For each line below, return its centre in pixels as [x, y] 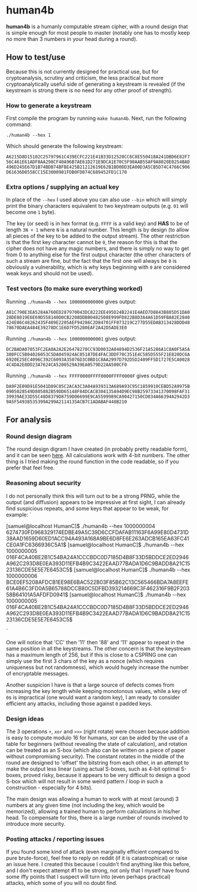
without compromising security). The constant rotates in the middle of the [95, 756]
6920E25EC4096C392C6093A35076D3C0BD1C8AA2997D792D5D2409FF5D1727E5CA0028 [98, 359]
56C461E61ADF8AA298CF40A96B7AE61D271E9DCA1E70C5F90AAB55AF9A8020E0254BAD [98, 162]
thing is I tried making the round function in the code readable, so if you [93, 462]
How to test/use [36, 57]
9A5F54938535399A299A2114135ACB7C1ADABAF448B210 [67, 402]
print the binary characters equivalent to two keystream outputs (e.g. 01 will [97, 206]
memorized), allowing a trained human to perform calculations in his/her [93, 811]
